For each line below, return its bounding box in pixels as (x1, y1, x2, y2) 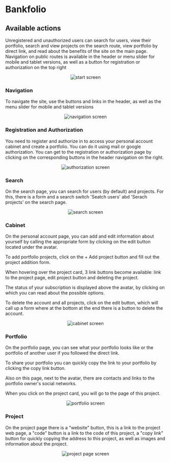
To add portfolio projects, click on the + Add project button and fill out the (5, 254, 160, 260)
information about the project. (5, 441, 68, 447)
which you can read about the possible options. (5, 290, 105, 296)
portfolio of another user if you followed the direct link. (5, 350, 120, 356)
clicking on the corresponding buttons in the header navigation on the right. (5, 154, 164, 160)
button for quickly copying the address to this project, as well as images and (5, 435, 165, 441)
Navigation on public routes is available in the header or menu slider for (5, 53, 155, 60)
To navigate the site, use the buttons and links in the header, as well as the (5, 98, 161, 105)
